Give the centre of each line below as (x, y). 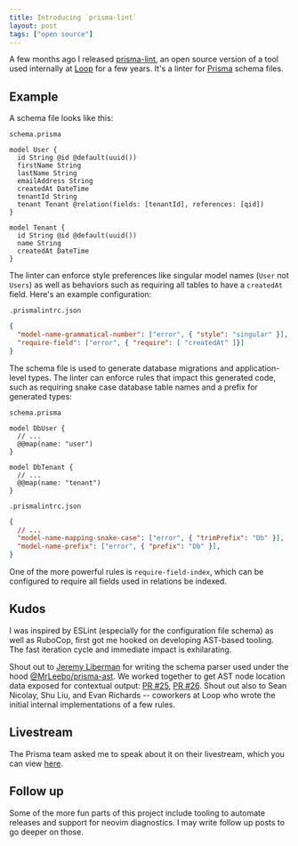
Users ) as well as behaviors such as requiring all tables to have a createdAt (146, 285)
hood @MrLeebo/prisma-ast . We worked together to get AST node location (148, 676)
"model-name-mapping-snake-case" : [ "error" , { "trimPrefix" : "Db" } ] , (151, 538)
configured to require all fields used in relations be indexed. (118, 581)
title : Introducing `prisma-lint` (73, 17)
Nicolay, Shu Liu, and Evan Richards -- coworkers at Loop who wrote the (142, 695)
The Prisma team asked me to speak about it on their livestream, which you (147, 753)
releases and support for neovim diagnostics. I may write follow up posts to (147, 822)
